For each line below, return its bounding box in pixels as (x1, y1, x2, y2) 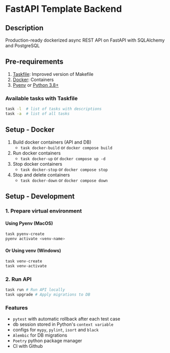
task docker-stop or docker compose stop (20, 166, 108, 172)
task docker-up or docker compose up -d (20, 155, 106, 162)
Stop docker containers (12, 161, 62, 167)
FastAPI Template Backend (5, 3, 122, 15)
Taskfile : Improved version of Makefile (12, 71, 94, 77)
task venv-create (5, 259, 42, 264)
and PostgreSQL (5, 43, 40, 49)
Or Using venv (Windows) (5, 247, 61, 253)
